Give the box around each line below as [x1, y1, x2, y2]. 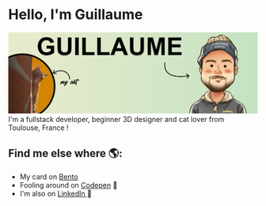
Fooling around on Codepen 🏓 [19, 180, 118, 189]
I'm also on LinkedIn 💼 [19, 189, 93, 198]
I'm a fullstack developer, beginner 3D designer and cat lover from [8, 114, 225, 124]
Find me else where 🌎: [8, 147, 123, 160]
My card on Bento [19, 172, 78, 181]
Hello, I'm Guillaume [8, 6, 143, 24]
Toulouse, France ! [8, 123, 69, 132]
